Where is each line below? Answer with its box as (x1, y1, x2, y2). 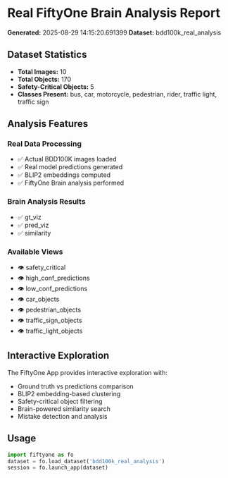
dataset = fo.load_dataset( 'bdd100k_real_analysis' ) (7, 458, 165, 465)
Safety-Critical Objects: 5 (17, 82, 94, 91)
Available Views (7, 247, 63, 257)
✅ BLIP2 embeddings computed (17, 171, 111, 179)
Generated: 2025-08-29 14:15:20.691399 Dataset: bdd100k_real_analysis (7, 28, 222, 37)
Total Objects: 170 (17, 75, 72, 83)
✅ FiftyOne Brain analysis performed (17, 178, 125, 188)
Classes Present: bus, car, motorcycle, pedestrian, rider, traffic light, (17, 90, 217, 98)
